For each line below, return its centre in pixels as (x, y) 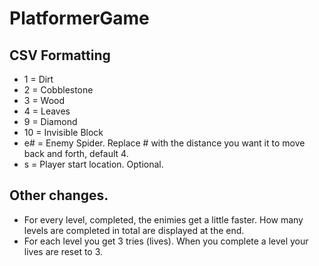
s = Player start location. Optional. (93, 164)
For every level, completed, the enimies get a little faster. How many (163, 219)
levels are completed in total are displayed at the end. (134, 230)
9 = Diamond (50, 121)
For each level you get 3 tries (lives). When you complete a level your (166, 241)
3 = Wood (44, 100)
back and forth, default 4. (76, 153)
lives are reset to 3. (63, 251)
